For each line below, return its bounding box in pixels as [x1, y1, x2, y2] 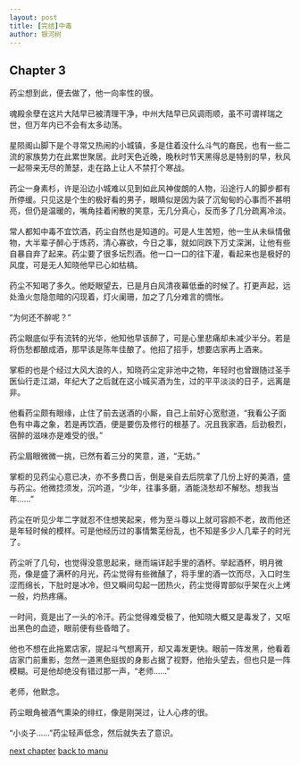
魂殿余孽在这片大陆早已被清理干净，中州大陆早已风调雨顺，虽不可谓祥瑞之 [9, 108, 283, 119]
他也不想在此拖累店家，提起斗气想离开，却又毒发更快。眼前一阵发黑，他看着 [9, 643, 291, 654]
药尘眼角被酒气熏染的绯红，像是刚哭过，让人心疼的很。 [9, 707, 212, 718]
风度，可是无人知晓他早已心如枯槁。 [9, 260, 143, 271]
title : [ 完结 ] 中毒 [9, 21, 73, 30]
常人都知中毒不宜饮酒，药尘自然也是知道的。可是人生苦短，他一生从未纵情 [9, 226, 283, 237]
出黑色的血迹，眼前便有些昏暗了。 [9, 623, 135, 634]
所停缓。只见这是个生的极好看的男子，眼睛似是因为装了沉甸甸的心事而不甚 [9, 194, 283, 206]
